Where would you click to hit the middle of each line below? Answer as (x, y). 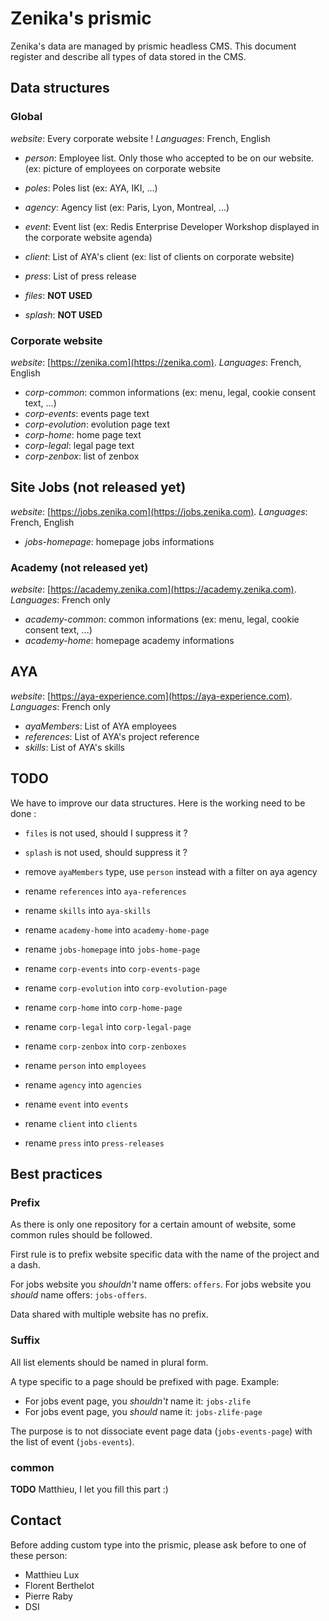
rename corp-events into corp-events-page (112, 968)
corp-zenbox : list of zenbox (82, 456)
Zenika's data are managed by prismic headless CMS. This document (153, 46)
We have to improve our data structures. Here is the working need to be (158, 803)
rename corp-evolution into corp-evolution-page (126, 988)
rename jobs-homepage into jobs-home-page (112, 949)
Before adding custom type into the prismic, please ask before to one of (158, 1544)
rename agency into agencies (83, 1084)
